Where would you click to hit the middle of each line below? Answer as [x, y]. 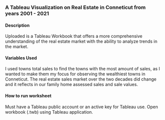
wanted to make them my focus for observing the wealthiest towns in [75, 74]
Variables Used [21, 58]
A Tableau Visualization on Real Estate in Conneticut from [76, 7]
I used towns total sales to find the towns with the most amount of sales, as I [82, 69]
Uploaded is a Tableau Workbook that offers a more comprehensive [74, 36]
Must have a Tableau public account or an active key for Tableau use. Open [82, 107]
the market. [17, 47]
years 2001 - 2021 [27, 13]
